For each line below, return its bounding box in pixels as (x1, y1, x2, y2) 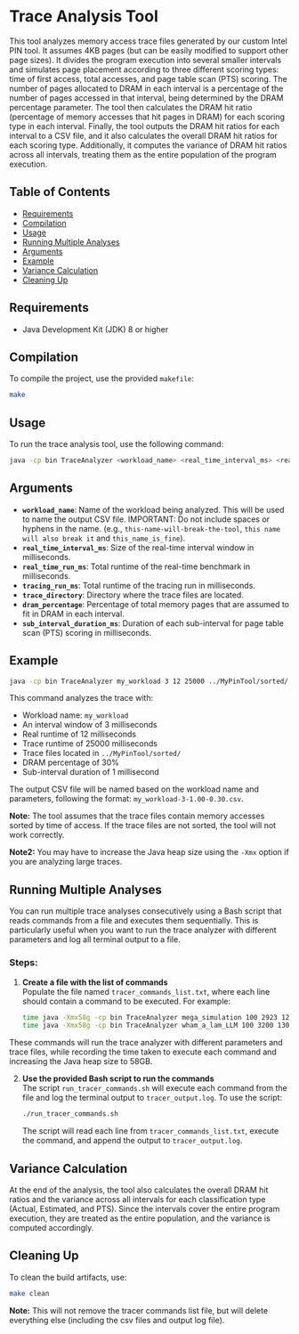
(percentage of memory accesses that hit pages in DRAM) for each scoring (9, 111, 286, 122)
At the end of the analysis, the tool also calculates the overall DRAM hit (9, 1184, 269, 1195)
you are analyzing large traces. (9, 857, 123, 867)
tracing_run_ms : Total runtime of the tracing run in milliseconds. (21, 580, 256, 590)
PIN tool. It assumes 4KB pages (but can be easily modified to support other (9, 45, 289, 55)
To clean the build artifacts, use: (9, 1272, 127, 1282)
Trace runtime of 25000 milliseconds (21, 738, 158, 749)
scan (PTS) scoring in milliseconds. (21, 627, 152, 638)
